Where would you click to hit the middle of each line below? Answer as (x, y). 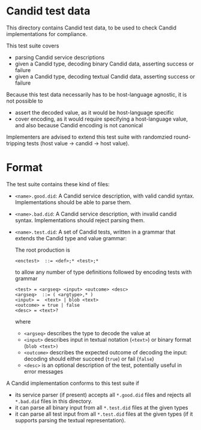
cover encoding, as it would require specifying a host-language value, (101, 119)
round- (182, 137)
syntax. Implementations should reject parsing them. (80, 220)
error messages (43, 371)
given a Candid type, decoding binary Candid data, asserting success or (104, 64)
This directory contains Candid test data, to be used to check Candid (91, 28)
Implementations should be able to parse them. (73, 202)
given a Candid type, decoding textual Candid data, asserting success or (105, 76)
